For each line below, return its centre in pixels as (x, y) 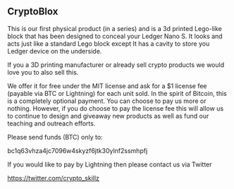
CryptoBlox (33, 12)
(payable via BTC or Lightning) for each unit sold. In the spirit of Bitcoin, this (117, 93)
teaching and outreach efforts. (51, 123)
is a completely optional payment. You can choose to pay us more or (107, 101)
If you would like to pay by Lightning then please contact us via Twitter (110, 164)
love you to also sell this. (43, 72)
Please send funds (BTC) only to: (55, 137)
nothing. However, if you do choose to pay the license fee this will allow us (116, 108)
